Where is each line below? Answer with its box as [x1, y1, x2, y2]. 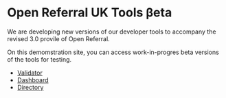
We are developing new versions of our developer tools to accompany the [7, 27, 216, 36]
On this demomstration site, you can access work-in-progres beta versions [7, 48, 220, 56]
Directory [16, 83, 44, 91]
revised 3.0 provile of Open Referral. [7, 34, 110, 42]
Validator [16, 69, 43, 77]
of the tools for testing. [7, 55, 72, 63]
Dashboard [16, 75, 49, 84]
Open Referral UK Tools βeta [7, 5, 172, 21]
